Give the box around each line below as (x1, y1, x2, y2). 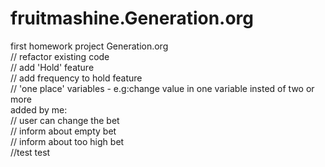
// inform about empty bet (10, 125, 117, 137)
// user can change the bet (10, 114, 120, 126)
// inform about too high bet (10, 135, 125, 147)
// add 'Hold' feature (10, 61, 95, 73)
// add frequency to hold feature (10, 72, 143, 84)
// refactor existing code (10, 50, 110, 62)
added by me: (10, 103, 68, 116)
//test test (10, 146, 51, 158)
